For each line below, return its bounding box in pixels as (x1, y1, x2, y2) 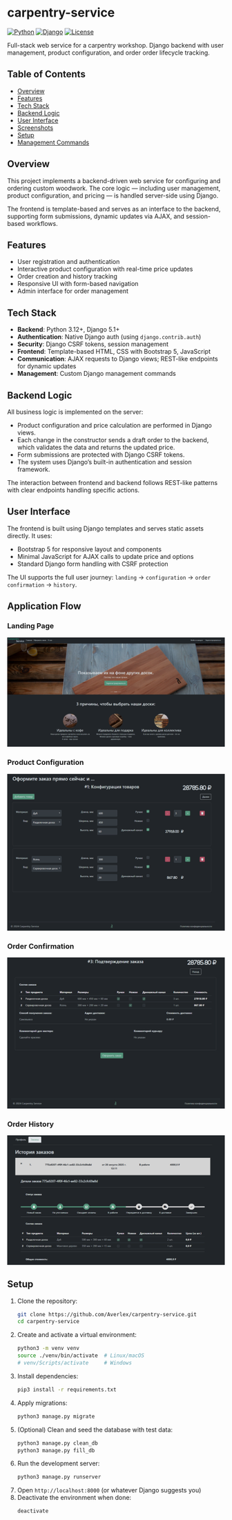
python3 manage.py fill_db (17, 1447, 95, 1454)
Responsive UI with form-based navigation (17, 280, 139, 288)
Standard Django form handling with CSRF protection (17, 560, 168, 568)
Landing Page (7, 621, 55, 631)
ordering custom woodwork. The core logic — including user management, (7, 184, 221, 192)
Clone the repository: (17, 1297, 78, 1305)
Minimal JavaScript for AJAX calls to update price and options (17, 552, 194, 560)
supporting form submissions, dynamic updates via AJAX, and (7, 212, 185, 220)
